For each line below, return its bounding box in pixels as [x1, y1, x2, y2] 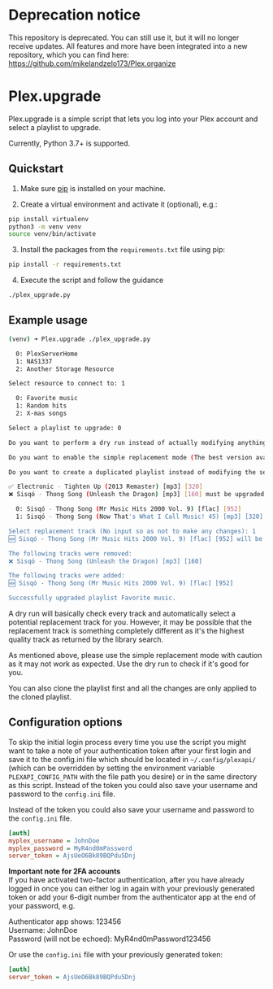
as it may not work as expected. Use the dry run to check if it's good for [8, 659, 249, 669]
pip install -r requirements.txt [8, 260, 122, 269]
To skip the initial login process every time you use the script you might [8, 737, 247, 747]
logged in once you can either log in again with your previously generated [8, 884, 255, 894]
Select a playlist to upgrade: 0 [8, 424, 122, 432]
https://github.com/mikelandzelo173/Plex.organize [8, 59, 176, 68]
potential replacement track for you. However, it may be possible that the [8, 617, 252, 627]
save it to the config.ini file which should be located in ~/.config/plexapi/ [8, 754, 256, 764]
